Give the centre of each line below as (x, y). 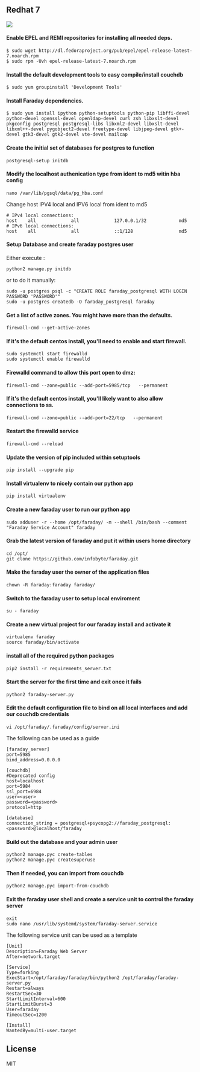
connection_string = (32, 823)
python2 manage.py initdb (39, 269)
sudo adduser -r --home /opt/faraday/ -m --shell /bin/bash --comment (97, 522)
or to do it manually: (31, 281)
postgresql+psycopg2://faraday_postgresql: (115, 823)
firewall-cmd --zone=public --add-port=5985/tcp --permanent (87, 385)
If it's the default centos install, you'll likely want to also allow (85, 399)
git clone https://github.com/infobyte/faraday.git (72, 559)
